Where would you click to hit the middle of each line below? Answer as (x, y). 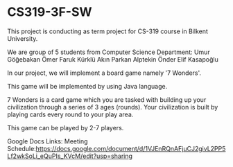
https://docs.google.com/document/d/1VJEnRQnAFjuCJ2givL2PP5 (131, 148)
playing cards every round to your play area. (70, 114)
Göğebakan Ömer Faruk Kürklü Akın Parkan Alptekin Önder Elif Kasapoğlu (113, 59)
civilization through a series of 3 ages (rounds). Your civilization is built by (113, 107)
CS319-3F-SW (50, 12)
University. (23, 38)
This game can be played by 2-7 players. (66, 128)
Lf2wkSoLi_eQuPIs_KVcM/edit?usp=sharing (70, 156)
